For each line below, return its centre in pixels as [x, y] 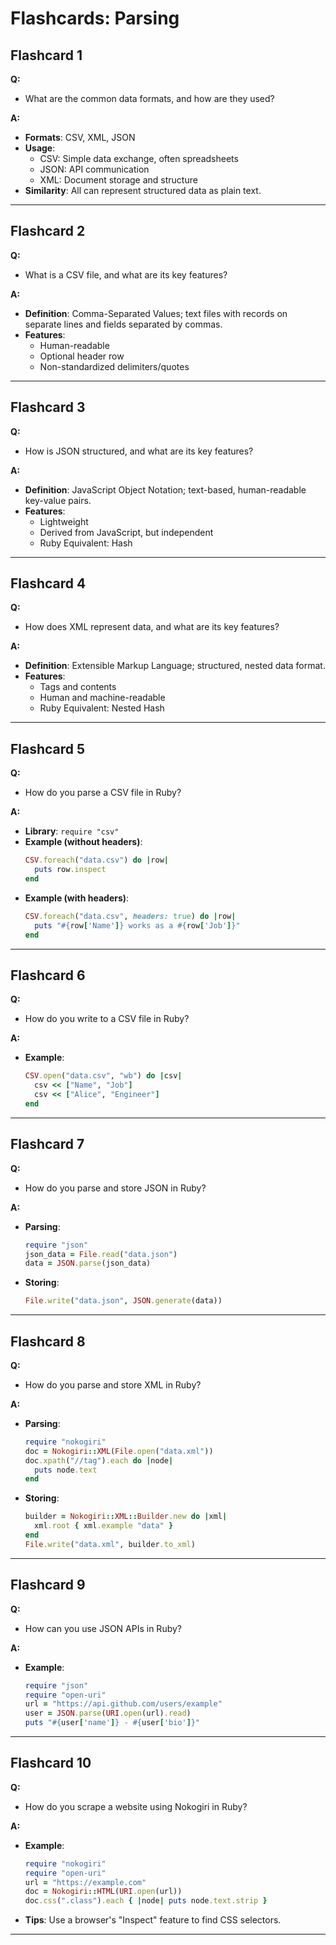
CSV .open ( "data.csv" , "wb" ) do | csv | [103, 1076]
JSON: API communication [94, 169]
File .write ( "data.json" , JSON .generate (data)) [123, 1301]
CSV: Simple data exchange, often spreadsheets [139, 158]
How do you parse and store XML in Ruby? [113, 1384]
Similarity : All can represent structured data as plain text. [143, 190]
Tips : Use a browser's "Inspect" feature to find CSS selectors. [153, 1920]
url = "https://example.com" [85, 1882]
